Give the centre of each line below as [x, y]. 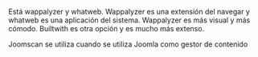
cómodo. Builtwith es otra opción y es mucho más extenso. [106, 28]
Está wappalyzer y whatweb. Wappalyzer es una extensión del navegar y [129, 12]
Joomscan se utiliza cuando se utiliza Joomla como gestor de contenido [128, 44]
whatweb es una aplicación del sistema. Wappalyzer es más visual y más [129, 20]
